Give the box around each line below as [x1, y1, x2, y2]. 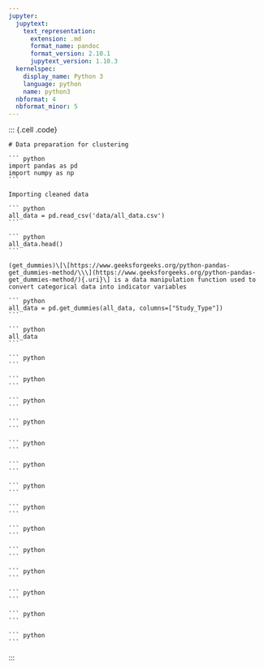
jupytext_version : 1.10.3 [29, 58, 118, 66]
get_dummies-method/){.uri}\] [8, 276, 111, 285]
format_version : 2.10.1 [29, 50, 111, 58]
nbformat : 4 [15, 95, 57, 103]
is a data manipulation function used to [113, 276, 256, 285]
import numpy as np [8, 169, 75, 177]
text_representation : [23, 27, 96, 35]
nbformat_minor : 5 [15, 102, 79, 111]
